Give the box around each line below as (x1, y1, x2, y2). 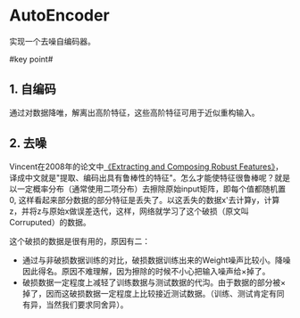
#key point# (9, 53, 54, 64)
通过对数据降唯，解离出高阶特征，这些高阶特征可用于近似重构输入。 (9, 107, 260, 118)
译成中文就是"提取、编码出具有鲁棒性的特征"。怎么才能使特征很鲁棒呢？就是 (9, 172, 291, 183)
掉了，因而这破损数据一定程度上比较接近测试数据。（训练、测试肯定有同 (21, 288, 285, 298)
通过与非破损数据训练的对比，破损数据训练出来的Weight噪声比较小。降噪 (21, 255, 291, 265)
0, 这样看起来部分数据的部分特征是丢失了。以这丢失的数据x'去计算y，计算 (9, 194, 280, 205)
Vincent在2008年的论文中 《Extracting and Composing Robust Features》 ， (9, 161, 284, 172)
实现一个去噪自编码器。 (9, 36, 96, 46)
